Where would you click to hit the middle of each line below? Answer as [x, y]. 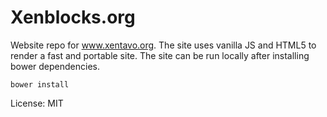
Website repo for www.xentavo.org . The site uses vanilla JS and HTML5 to [163, 45]
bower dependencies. [55, 66]
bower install [40, 84]
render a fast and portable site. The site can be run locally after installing [160, 55]
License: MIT [37, 103]
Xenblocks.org [73, 17]
